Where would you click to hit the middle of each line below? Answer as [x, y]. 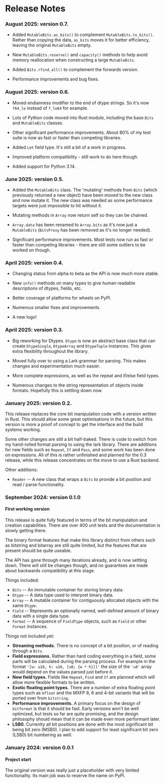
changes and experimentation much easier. [56, 366]
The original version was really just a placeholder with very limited [72, 770]
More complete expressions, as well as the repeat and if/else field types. [86, 375]
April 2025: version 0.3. [34, 330]
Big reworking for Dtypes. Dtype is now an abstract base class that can [84, 341]
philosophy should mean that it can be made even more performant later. [86, 719]
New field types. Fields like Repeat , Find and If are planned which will [83, 677]
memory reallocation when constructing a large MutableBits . [74, 60]
